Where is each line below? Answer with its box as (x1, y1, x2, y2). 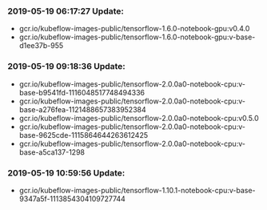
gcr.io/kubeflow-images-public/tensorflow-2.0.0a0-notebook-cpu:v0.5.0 (18, 113, 259, 123)
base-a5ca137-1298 (18, 147, 86, 157)
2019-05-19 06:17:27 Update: (7, 6, 125, 17)
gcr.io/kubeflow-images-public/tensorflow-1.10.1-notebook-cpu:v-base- (18, 185, 257, 195)
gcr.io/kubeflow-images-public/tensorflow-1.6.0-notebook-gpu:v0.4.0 (18, 24, 250, 34)
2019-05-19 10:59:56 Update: (7, 167, 126, 178)
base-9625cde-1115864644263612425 (18, 130, 149, 139)
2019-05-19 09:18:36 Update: (7, 61, 126, 72)
